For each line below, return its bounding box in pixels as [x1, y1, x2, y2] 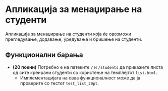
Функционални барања [5, 51, 83, 59]
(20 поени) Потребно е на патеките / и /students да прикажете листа [12, 64, 163, 70]
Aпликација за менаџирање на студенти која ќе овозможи [5, 31, 132, 37]
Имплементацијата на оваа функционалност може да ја [20, 74, 141, 81]
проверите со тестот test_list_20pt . [20, 80, 99, 86]
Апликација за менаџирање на [5, 4, 142, 15]
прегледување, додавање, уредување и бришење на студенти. [5, 36, 143, 42]
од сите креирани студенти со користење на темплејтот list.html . [12, 69, 157, 75]
